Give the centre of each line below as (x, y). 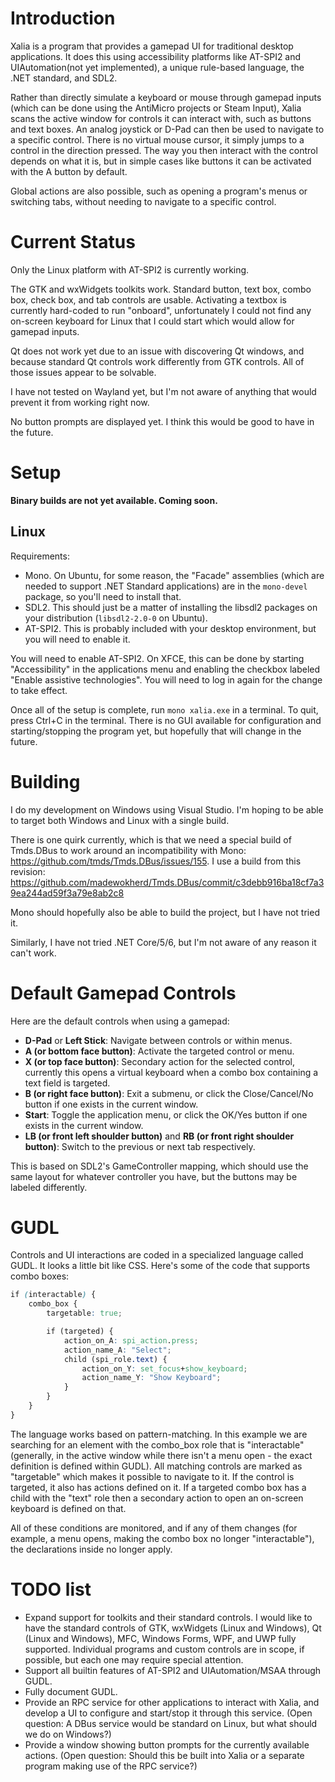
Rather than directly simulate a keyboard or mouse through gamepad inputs (166, 97)
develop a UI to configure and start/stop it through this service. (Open (168, 1713)
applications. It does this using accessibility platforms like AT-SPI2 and (156, 56)
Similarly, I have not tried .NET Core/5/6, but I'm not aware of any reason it (163, 942)
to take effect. (39, 690)
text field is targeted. (67, 1083)
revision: (28, 871)
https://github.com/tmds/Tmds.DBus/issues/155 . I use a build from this (156, 861)
